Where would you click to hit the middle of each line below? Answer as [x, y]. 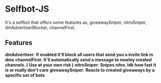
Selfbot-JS [27, 9]
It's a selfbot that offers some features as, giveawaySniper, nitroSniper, [76, 22]
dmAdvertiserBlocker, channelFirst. [40, 27]
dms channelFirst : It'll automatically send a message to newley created [78, 60]
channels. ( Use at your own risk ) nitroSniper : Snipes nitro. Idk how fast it [81, 65]
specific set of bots [25, 75]
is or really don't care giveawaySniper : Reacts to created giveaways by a [80, 70]
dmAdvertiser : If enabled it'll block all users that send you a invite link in [79, 54]
